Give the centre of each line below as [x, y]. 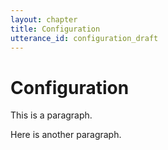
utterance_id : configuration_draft [84, 38]
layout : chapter [44, 19]
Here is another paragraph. [66, 135]
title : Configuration [55, 29]
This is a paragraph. [51, 115]
